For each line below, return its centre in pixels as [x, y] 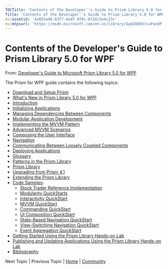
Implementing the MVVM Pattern [46, 124]
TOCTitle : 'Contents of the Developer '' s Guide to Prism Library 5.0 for [84, 10]
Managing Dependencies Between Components [62, 113]
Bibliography [25, 252]
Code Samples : [28, 182]
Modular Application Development [47, 119]
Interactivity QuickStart [43, 198]
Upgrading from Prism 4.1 [38, 172]
